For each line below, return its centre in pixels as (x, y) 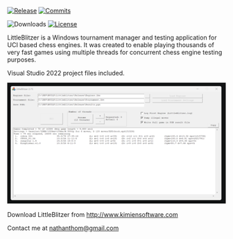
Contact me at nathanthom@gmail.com (63, 228)
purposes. (22, 60)
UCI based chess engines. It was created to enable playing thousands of (111, 45)
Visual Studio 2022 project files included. (66, 73)
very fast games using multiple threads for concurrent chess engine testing (115, 52)
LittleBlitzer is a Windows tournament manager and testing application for (112, 37)
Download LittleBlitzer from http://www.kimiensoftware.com (93, 214)
